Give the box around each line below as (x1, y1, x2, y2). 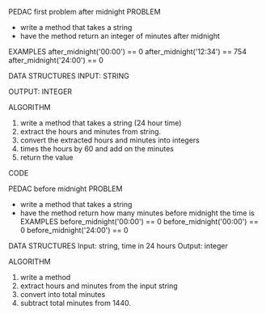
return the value (19, 153, 74, 162)
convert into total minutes (19, 290, 106, 299)
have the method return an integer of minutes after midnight (19, 32, 220, 40)
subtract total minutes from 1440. (19, 299, 132, 308)
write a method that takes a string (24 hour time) (19, 118, 182, 128)
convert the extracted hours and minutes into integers (19, 135, 201, 145)
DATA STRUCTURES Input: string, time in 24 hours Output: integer (8, 241, 229, 250)
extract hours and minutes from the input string (19, 281, 178, 291)
